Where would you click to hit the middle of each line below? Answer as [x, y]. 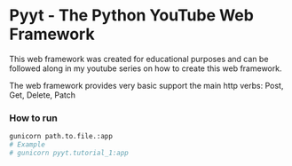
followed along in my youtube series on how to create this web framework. [146, 68]
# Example [28, 145]
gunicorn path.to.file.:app [61, 137]
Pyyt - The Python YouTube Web [132, 16]
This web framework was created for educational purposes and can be [139, 59]
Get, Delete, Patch [43, 95]
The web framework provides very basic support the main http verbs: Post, [146, 85]
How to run [33, 118]
